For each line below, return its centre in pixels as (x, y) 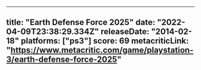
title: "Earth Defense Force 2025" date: (81, 22)
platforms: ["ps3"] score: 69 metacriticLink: (105, 41)
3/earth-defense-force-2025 (62, 60)
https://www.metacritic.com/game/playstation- (102, 50)
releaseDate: (125, 32)
